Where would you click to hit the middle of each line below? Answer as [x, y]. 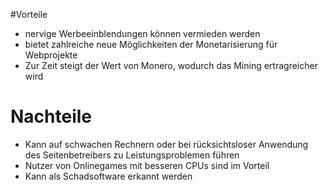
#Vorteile [29, 14]
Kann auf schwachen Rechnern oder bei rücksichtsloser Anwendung [166, 144]
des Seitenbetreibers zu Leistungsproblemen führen [132, 155]
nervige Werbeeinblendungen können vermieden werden [142, 33]
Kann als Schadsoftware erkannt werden [108, 176]
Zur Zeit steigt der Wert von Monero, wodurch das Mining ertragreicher [171, 65]
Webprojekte [51, 55]
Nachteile [51, 116]
